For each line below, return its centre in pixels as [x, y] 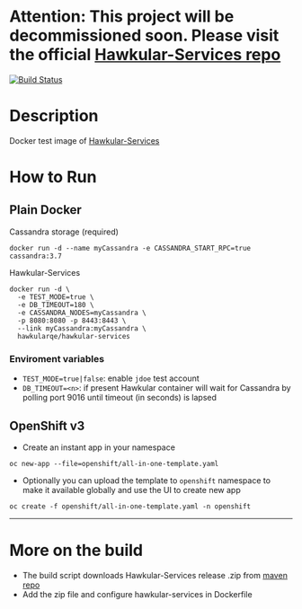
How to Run [53, 177]
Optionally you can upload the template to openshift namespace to [147, 480]
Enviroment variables [57, 358]
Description [54, 116]
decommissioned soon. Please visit [144, 35]
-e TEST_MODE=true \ [56, 297]
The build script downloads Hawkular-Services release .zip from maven [155, 575]
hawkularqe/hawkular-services [74, 336]
